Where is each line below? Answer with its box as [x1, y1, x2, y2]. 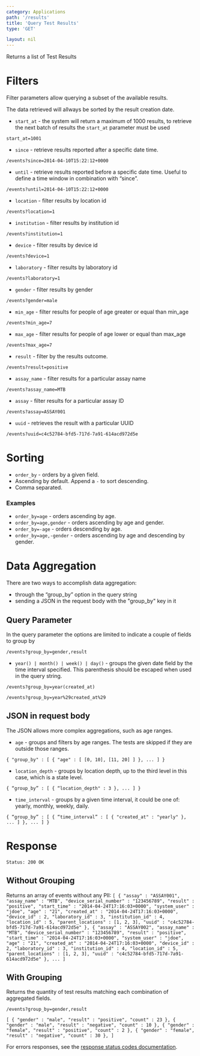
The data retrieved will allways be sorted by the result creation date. [6, 106, 175, 113]
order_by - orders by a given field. [14, 471, 99, 478]
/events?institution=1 [6, 231, 63, 237]
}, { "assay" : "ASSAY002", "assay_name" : [83, 924, 195, 931]
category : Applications [6, 8, 66, 15]
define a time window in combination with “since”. [14, 175, 138, 182]
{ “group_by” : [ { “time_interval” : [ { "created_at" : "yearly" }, [6, 814, 187, 820]
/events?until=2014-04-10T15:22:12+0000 [6, 186, 109, 193]
